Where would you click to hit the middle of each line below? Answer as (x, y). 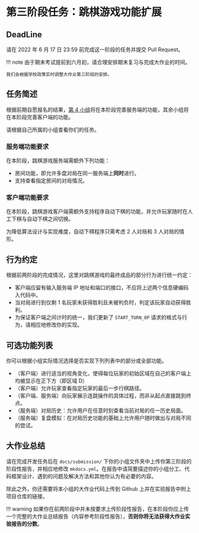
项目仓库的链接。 (27, 496)
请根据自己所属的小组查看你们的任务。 (53, 130)
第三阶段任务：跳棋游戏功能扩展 (84, 12)
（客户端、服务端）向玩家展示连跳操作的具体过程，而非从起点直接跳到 (100, 396)
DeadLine (24, 34)
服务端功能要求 (28, 146)
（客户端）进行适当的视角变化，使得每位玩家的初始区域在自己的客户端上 (103, 373)
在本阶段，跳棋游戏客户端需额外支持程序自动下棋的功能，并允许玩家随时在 (97, 212)
